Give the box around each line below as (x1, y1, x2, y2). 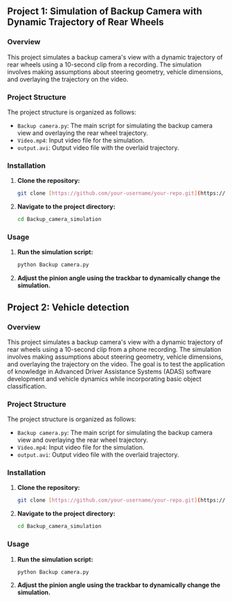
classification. (7, 382, 47, 390)
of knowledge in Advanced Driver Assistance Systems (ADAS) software (7, 367, 211, 375)
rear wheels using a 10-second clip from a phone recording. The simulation (7, 345, 222, 353)
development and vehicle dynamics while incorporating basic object (7, 374, 202, 383)
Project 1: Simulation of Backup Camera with (7, 6, 202, 17)
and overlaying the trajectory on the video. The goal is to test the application (7, 360, 225, 368)
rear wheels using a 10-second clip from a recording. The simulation (7, 60, 202, 69)
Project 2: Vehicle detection (7, 301, 130, 313)
